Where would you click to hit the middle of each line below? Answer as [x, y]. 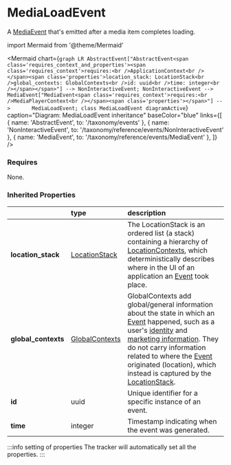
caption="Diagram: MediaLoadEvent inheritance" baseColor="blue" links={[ [114, 115]
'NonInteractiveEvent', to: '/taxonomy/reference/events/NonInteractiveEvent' [115, 129]
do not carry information [166, 347]
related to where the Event [170, 356]
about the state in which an [171, 313]
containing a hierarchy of [167, 241]
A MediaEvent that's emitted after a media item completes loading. [101, 32]
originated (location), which [172, 365]
